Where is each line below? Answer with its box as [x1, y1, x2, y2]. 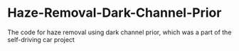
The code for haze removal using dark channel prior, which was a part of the [7, 28, 232, 36]
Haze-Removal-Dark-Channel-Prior [7, 5, 222, 21]
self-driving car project [7, 35, 75, 43]
